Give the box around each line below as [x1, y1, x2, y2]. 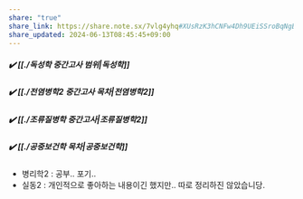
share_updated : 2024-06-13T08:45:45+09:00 [8, 30, 171, 39]
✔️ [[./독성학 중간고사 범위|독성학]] [8, 59, 130, 70]
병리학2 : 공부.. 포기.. [21, 168, 97, 179]
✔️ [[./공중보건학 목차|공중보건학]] [8, 141, 128, 152]
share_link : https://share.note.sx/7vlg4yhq [8, 22, 179, 31]
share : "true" [8, 13, 62, 23]
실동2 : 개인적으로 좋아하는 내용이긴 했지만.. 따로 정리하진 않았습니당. [21, 180, 266, 191]
